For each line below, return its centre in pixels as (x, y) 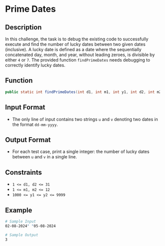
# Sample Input (21, 221)
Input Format (25, 108)
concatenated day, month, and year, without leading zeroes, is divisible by (80, 55)
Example (19, 210)
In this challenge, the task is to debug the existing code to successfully (77, 39)
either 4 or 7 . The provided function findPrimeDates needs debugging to (78, 60)
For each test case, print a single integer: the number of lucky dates (81, 152)
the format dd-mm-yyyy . (35, 124)
